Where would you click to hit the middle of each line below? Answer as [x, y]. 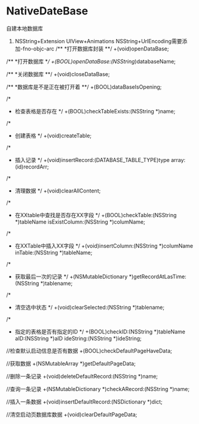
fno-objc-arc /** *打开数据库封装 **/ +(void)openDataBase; [96, 49]
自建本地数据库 [25, 28]
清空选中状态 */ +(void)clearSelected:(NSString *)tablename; [90, 307]
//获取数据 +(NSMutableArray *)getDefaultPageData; [71, 363]
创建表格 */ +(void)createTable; [53, 136]
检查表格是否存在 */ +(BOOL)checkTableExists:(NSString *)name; [95, 111]
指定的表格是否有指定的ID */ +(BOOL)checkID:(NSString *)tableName [100, 332]
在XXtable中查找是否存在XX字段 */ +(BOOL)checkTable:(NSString [96, 215]
